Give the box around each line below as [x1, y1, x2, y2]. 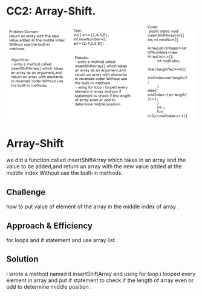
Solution [6, 254, 39, 265]
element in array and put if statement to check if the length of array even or [6, 277, 194, 284]
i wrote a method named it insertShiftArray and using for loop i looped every [6, 270, 196, 277]
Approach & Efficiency [6, 220, 93, 231]
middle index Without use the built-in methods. [6, 169, 123, 177]
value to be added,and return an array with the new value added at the [6, 163, 182, 170]
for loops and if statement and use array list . [6, 236, 118, 243]
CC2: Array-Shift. [6, 4, 96, 18]
